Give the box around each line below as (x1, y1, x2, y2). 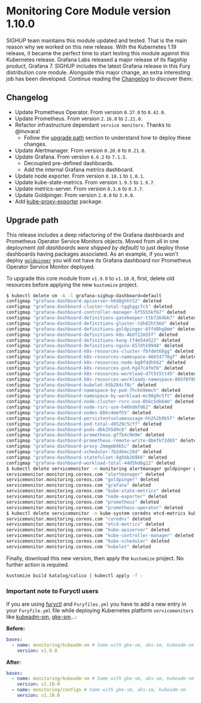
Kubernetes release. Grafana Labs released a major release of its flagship (6, 56, 187, 63)
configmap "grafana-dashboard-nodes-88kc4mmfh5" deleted (6, 409, 151, 415)
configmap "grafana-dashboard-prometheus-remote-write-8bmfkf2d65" (6, 438, 178, 444)
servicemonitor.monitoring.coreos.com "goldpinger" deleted (6, 477, 160, 483)
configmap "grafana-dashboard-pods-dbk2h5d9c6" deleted (6, 426, 148, 433)
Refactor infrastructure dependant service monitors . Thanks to (14, 121, 171, 128)
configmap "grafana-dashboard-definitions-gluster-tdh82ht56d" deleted (6, 320, 188, 327)
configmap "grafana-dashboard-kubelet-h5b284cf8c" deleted (6, 382, 157, 388)
